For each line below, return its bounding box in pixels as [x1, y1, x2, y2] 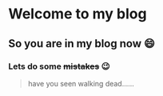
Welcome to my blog [8, 5, 147, 23]
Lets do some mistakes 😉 [8, 61, 110, 72]
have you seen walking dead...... [27, 78, 134, 88]
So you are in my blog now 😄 [8, 37, 156, 50]
